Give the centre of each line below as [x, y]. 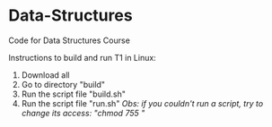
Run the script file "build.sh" [74, 94]
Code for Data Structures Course [70, 40]
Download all [45, 75]
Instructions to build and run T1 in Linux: [82, 57]
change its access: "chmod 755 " [83, 113]
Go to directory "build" [63, 84]
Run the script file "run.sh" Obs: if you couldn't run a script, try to [142, 103]
